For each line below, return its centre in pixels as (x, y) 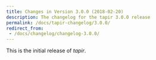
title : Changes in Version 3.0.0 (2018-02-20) (65, 12)
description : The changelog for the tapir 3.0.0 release (78, 17)
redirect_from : (25, 28)
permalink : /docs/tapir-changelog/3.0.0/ (58, 23)
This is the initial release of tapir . (46, 50)
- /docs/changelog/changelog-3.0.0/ (54, 34)
